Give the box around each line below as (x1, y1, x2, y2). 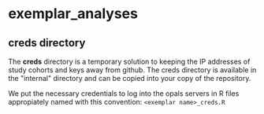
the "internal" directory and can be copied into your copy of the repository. (8, 74, 251, 83)
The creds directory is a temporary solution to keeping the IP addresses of (8, 57, 251, 66)
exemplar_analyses (8, 5, 138, 23)
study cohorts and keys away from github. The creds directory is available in (8, 65, 257, 75)
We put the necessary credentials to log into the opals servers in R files (8, 89, 240, 98)
